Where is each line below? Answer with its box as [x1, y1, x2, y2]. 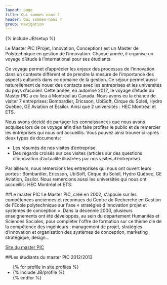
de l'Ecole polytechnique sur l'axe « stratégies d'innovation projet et [5, 202, 147, 208]
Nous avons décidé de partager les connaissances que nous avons [5, 119, 145, 125]
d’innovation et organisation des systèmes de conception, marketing [5, 229, 148, 235]
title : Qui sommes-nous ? [5, 12, 60, 17]
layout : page [5, 7, 33, 13]
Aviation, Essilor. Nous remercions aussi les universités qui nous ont [5, 176, 147, 183]
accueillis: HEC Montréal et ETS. [5, 182, 72, 188]
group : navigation [5, 21, 44, 27]
